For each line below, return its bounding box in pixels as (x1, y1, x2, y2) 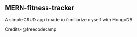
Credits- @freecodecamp (5, 26, 57, 32)
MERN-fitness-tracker (5, 4, 75, 12)
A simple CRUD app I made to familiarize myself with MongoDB (5, 17, 133, 22)
